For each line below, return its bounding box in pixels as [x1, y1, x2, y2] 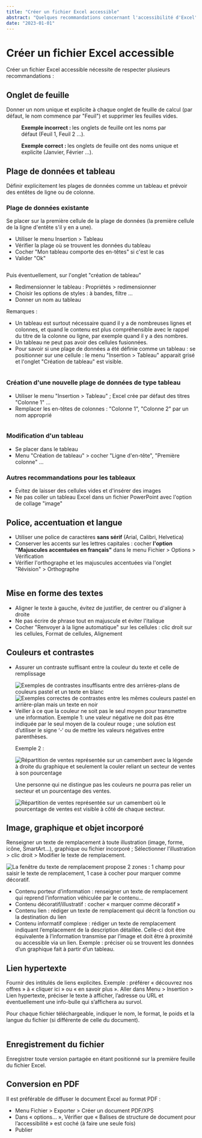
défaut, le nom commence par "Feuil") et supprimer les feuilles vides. [6, 112, 179, 120]
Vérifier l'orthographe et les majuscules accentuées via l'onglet [14, 559, 172, 566]
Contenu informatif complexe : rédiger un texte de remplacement [14, 920, 176, 927]
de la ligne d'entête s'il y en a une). [6, 224, 93, 231]
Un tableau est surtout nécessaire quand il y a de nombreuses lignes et [14, 319, 192, 327]
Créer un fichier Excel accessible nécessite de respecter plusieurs [6, 66, 170, 73]
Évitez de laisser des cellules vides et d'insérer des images [14, 487, 161, 494]
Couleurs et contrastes [6, 647, 94, 658]
